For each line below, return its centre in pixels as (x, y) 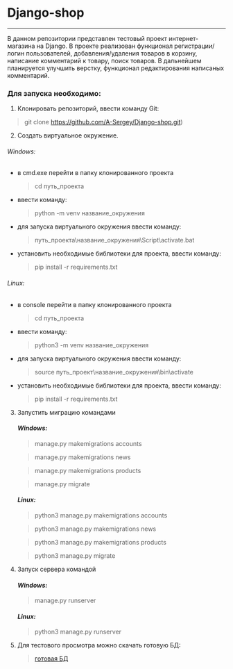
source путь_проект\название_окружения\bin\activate (114, 372)
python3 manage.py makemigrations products (100, 543)
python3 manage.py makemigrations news (95, 529)
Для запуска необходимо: (54, 93)
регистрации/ (195, 46)
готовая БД (51, 659)
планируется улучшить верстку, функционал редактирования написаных (115, 68)
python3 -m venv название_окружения (92, 345)
